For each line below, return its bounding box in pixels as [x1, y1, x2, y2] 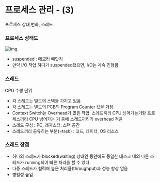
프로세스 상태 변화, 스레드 [5, 21, 53, 27]
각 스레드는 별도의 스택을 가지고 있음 [12, 98, 81, 103]
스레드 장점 [5, 141, 30, 148]
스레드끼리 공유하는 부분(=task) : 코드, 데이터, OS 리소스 [12, 128, 119, 134]
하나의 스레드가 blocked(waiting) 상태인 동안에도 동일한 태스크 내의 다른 [12, 153, 149, 159]
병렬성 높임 [12, 171, 33, 177]
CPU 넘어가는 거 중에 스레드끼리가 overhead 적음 [29, 116, 123, 122]
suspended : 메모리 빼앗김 [12, 56, 63, 62]
